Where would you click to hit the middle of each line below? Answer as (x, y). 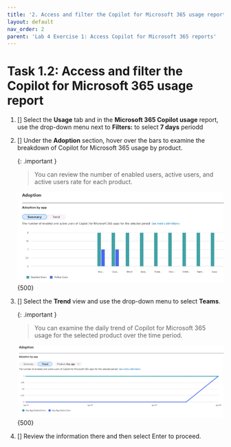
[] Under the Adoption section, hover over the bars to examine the (111, 141)
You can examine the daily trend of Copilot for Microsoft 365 (120, 328)
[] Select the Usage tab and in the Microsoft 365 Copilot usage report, (118, 120)
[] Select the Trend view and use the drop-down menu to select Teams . (119, 301)
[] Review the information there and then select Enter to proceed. (109, 436)
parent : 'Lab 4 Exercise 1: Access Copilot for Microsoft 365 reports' (112, 37)
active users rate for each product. (83, 182)
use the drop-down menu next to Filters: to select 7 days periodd (110, 127)
